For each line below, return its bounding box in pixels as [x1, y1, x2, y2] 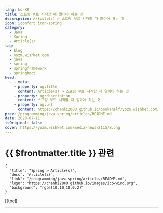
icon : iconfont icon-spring [5, 20, 62, 26]
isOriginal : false [5, 120, 42, 125]
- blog [9, 48, 23, 53]
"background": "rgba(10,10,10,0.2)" [9, 185, 83, 190]
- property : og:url [14, 102, 53, 107]
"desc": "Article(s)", [9, 173, 55, 177]
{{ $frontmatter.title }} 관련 [5, 147, 114, 158]
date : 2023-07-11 [5, 116, 40, 121]
